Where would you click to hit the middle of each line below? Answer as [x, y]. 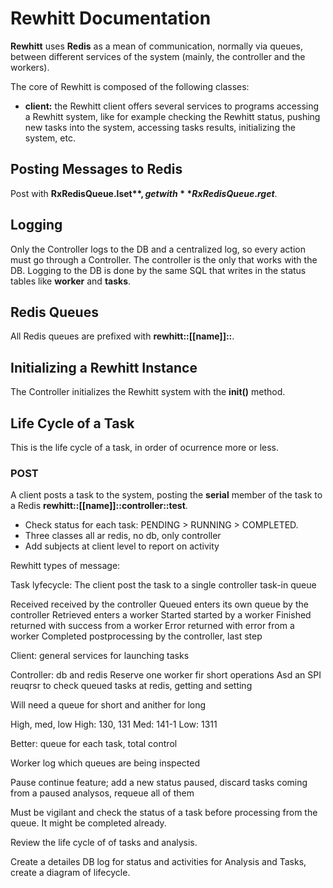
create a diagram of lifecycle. [70, 873]
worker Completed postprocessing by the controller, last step [136, 636]
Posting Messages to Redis [96, 169]
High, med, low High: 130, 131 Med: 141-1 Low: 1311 [114, 724]
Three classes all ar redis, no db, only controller [123, 536]
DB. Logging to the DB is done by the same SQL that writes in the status [158, 270]
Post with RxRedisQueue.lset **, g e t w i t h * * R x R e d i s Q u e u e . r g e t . [144, 193]
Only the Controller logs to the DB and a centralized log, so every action [158, 249]
